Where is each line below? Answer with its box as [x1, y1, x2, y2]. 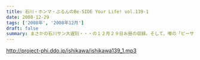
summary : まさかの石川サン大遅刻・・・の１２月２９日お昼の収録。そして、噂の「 [6, 31, 181, 37]
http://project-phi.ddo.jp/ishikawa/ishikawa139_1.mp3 [6, 47, 137, 54]
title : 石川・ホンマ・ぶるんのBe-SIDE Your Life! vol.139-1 [6, 8, 149, 15]
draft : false [6, 25, 39, 31]
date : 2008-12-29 [6, 14, 50, 20]
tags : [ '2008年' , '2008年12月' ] [6, 20, 84, 26]
